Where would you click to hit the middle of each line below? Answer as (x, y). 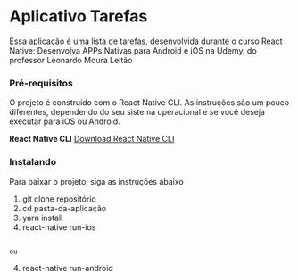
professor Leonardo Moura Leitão (71, 60)
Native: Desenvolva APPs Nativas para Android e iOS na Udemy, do (133, 50)
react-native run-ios (59, 227)
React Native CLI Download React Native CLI (92, 139)
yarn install (42, 218)
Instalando (33, 162)
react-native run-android (67, 268)
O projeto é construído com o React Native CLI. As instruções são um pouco (149, 103)
